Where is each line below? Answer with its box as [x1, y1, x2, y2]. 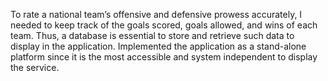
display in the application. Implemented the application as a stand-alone [10, 40, 307, 52]
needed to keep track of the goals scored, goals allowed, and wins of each [10, 19, 318, 31]
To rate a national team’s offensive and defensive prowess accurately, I [10, 9, 303, 20]
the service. [10, 62, 60, 73]
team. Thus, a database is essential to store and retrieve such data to [10, 30, 295, 41]
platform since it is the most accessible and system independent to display [10, 51, 318, 63]
